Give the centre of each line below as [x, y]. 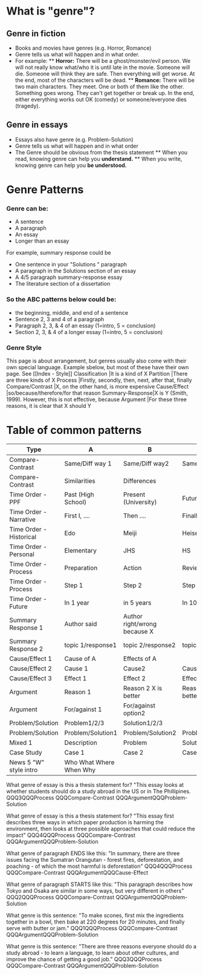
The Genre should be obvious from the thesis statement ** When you [101, 152]
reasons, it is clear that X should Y [49, 405]
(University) [140, 502]
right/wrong [140, 623]
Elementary [80, 550]
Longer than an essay [42, 241]
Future [19, 606]
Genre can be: [27, 208]
